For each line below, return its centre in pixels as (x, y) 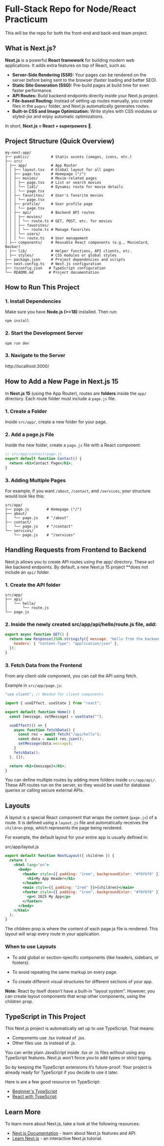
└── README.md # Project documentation (52, 272)
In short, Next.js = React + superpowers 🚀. (49, 126)
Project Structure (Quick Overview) (60, 141)
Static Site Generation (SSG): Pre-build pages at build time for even (81, 85)
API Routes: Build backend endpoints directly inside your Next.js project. (85, 95)
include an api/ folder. (28, 572)
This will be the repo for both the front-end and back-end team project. (76, 33)
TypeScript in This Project (45, 1017)
